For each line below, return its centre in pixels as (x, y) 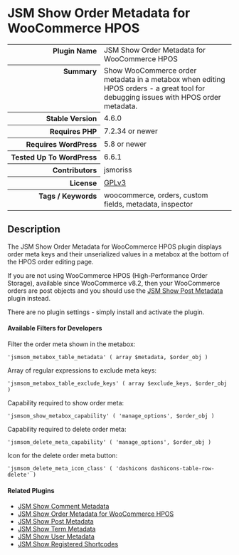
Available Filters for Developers (55, 328)
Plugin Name (75, 51)
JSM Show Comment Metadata (63, 507)
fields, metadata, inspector (148, 204)
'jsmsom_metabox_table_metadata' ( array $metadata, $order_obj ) (108, 357)
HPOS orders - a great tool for (154, 88)
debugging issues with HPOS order (163, 97)
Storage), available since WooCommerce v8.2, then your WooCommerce (114, 283)
